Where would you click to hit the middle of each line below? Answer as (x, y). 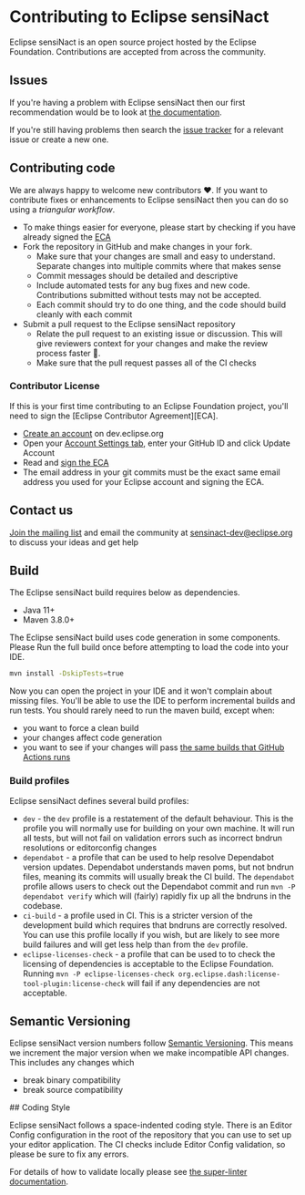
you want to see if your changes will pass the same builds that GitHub (153, 747)
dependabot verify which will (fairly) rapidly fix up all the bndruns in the (157, 896)
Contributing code (62, 168)
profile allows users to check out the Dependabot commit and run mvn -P (159, 886)
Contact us (41, 511)
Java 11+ (39, 610)
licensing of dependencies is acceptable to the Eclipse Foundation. (148, 963)
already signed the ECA (66, 237)
